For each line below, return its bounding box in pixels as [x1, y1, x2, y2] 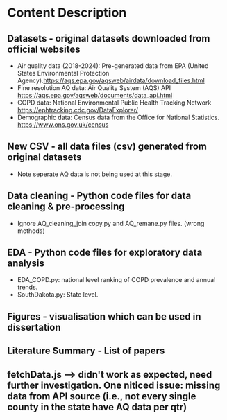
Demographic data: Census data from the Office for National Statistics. [17, 113, 220, 121]
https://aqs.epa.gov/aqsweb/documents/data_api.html [17, 91, 173, 99]
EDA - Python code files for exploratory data [7, 247, 203, 259]
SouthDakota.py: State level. [17, 290, 99, 299]
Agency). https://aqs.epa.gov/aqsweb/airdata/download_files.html [17, 76, 205, 85]
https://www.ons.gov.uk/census [17, 121, 109, 129]
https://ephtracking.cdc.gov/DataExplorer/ [17, 106, 139, 114]
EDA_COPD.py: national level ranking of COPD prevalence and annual [17, 276, 216, 284]
